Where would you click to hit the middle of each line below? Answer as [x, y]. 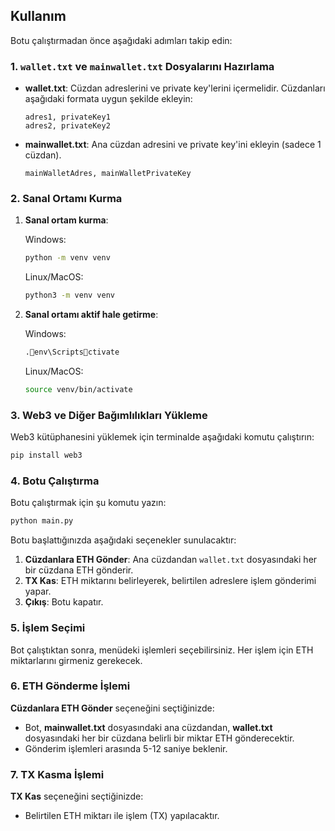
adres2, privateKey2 [67, 126]
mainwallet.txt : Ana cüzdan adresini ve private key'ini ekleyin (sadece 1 [173, 145]
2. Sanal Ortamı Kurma [66, 199]
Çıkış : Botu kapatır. [64, 602]
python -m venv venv [67, 258]
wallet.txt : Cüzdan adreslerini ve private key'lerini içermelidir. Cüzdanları [175, 88]
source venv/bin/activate [78, 390]
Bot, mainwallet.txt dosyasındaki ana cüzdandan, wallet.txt [148, 727]
